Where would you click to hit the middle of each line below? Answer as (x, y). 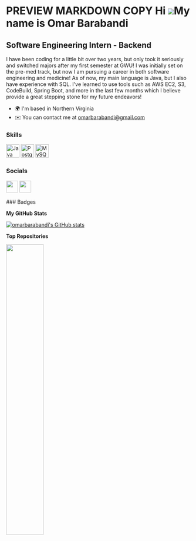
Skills (14, 135)
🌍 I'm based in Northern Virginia (54, 108)
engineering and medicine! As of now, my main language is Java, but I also (96, 78)
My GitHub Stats (27, 213)
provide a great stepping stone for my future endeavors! (74, 97)
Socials (17, 171)
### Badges (21, 202)
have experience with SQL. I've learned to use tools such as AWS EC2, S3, (96, 84)
